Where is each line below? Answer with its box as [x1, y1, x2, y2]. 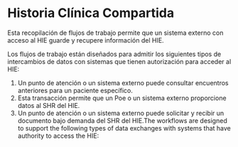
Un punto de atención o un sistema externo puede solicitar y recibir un [17, 109, 225, 117]
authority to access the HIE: [17, 131, 99, 140]
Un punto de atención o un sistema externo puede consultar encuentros [17, 78, 229, 87]
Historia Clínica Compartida [7, 5, 175, 21]
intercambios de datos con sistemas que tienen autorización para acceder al [7, 57, 232, 65]
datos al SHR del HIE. [17, 101, 80, 109]
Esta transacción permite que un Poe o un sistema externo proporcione [17, 94, 227, 102]
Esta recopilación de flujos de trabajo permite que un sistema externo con [7, 28, 224, 37]
